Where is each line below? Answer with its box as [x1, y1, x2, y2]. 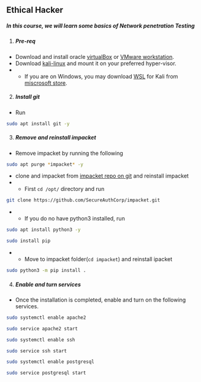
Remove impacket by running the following [15, 149, 124, 157]
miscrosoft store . [24, 79, 67, 87]
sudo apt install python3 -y [6, 227, 81, 233]
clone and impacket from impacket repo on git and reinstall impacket [15, 172, 189, 180]
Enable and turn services [15, 281, 82, 288]
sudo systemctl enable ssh [6, 337, 75, 343]
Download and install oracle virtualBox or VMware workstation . [15, 53, 175, 60]
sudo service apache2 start [6, 325, 78, 332]
